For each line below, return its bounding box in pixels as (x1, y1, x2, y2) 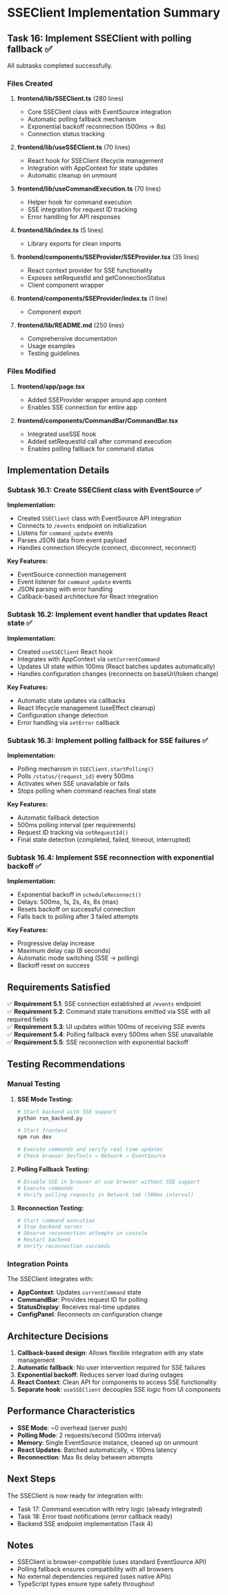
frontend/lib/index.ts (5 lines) (17, 226, 104, 234)
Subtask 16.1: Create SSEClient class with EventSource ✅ (7, 485, 202, 495)
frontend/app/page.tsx (17, 382, 85, 390)
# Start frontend (17, 1127, 68, 1134)
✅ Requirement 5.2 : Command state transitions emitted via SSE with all (7, 1007, 211, 1015)
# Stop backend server (17, 1223, 83, 1231)
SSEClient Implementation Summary (7, 5, 221, 21)
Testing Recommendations (7, 1059, 126, 1070)
